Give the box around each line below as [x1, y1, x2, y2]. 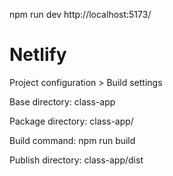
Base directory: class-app [9, 95, 116, 108]
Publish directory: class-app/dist [9, 154, 144, 166]
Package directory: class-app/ [9, 115, 134, 127]
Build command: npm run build [9, 134, 136, 146]
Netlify [9, 44, 67, 66]
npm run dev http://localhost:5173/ [9, 9, 152, 20]
